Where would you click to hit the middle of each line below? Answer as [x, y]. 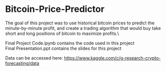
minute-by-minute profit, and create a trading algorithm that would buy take [83, 28]
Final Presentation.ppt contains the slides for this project [63, 48]
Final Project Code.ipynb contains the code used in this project [70, 43]
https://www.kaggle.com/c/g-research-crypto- [112, 58]
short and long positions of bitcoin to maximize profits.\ [62, 33]
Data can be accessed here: [34, 58]
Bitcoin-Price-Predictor [55, 9]
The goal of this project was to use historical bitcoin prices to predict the [80, 23]
